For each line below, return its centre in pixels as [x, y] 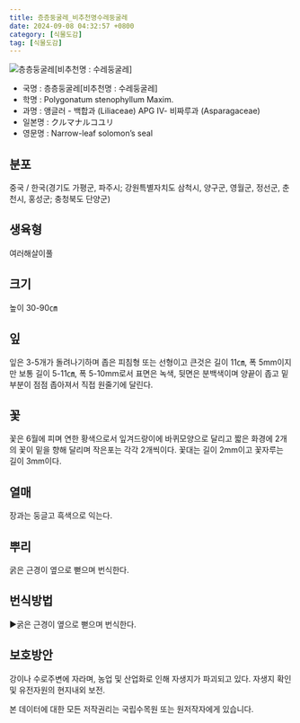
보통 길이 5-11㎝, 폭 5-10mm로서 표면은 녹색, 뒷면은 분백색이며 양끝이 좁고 [149, 373]
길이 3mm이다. [35, 461]
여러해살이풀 [31, 253]
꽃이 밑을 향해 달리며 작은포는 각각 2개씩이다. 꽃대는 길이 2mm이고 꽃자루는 [151, 450]
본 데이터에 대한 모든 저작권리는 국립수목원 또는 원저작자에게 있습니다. [132, 709]
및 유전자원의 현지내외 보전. [57, 690]
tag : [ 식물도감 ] [36, 43]
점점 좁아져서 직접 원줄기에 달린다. [93, 384]
